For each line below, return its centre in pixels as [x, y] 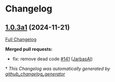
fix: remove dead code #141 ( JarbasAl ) [53, 59]
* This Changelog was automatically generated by [58, 69]
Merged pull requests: [29, 49]
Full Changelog [21, 39]
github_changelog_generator [35, 74]
